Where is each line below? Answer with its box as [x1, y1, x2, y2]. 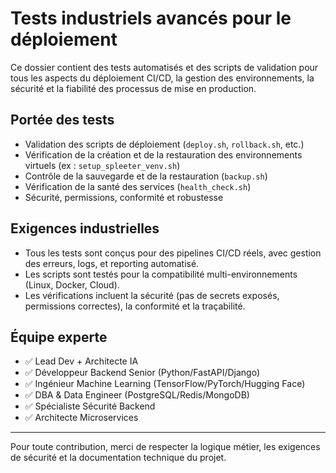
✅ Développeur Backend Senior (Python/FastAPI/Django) [24, 367, 261, 379]
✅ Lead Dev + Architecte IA [24, 355, 139, 367]
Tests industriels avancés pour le [10, 7, 292, 30]
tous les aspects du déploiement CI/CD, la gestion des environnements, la [10, 72, 315, 84]
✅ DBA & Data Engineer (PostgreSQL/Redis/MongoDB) [24, 389, 250, 401]
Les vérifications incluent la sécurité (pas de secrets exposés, [24, 289, 280, 301]
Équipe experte [10, 328, 108, 346]
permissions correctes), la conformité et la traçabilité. [24, 300, 246, 312]
